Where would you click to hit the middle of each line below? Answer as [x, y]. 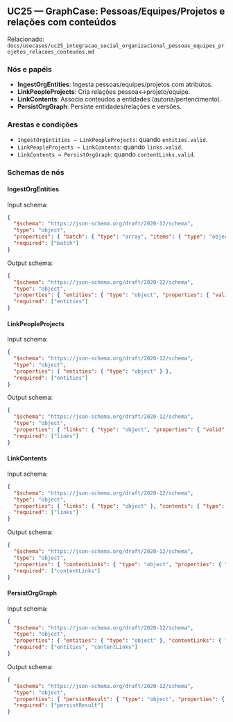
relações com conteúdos [62, 23]
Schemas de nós [36, 173]
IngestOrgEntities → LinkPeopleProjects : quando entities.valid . [112, 140]
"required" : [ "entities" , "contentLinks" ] [76, 647]
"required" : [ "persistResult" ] [59, 705]
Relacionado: [26, 39]
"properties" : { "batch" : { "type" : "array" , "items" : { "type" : [110, 237]
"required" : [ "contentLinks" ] [57, 571]
